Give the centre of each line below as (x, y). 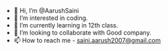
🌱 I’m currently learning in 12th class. (66, 25)
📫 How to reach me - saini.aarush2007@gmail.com (87, 40)
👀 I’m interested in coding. (51, 18)
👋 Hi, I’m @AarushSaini (46, 11)
